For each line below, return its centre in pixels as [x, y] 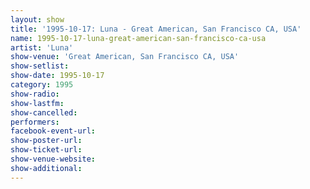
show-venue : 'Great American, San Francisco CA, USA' [125, 57]
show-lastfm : [37, 103]
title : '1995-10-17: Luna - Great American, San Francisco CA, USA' [156, 29]
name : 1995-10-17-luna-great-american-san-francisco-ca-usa [138, 38]
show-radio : [35, 94]
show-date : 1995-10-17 [57, 76]
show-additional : [46, 168]
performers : [35, 122]
